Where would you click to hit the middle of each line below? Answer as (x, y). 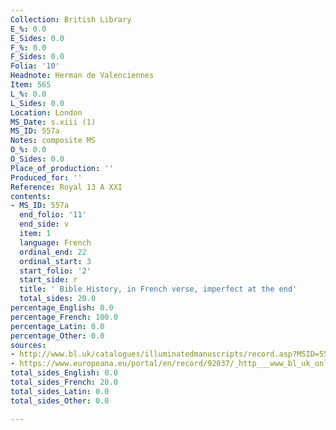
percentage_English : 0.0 (62, 308)
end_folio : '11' (53, 215)
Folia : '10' (35, 66)
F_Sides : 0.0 (37, 57)
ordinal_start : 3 (55, 261)
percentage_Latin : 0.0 (57, 326)
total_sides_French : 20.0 (64, 382)
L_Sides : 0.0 (37, 103)
